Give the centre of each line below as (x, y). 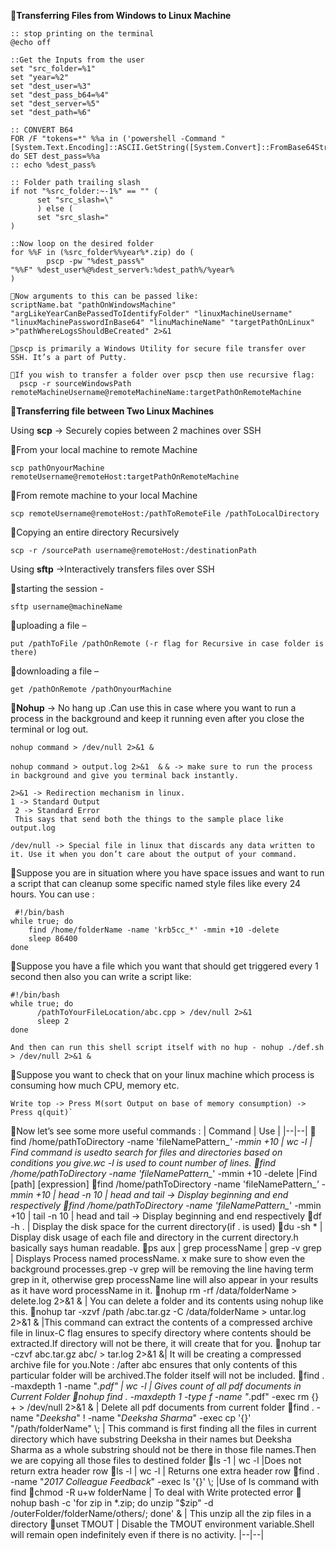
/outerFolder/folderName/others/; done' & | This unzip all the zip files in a (161, 1513)
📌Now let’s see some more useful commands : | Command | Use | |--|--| (159, 1131)
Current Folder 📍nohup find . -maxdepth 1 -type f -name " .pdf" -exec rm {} (165, 1396)
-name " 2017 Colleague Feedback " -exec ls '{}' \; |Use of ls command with (165, 1481)
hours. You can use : (52, 894)
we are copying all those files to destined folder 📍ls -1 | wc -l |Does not (156, 1460)
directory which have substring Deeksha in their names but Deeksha (151, 1439)
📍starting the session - (57, 588)
